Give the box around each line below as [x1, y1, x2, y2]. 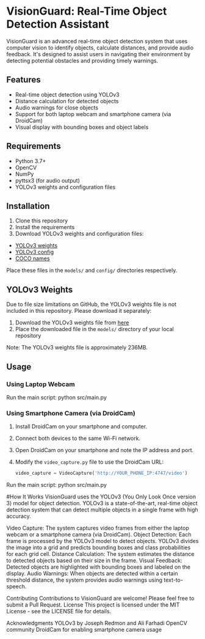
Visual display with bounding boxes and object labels [15, 123, 149, 131]
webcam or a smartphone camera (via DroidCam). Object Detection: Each [6, 531, 192, 538]
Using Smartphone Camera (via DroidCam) [6, 409, 135, 417]
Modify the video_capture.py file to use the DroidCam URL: [15, 458, 164, 466]
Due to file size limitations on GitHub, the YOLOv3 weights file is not [6, 301, 177, 308]
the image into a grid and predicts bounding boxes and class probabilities [6, 544, 191, 551]
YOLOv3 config [15, 249, 54, 256]
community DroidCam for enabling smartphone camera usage [6, 626, 162, 634]
